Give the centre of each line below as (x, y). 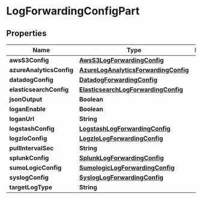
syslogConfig (29, 177)
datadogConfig (32, 80)
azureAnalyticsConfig (41, 70)
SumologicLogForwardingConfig (127, 168)
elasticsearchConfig (39, 90)
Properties (26, 33)
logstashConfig (32, 129)
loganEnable (28, 109)
